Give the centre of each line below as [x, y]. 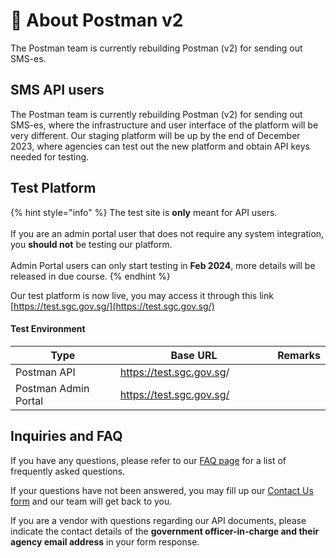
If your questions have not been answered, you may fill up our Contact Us [162, 490]
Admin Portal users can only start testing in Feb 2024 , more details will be [163, 265]
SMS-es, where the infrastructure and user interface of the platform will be [164, 125]
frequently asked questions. [68, 471]
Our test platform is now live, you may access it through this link [142, 295]
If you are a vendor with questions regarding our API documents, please [158, 520]
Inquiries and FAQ [66, 436]
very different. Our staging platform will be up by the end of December [155, 135]
